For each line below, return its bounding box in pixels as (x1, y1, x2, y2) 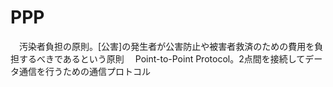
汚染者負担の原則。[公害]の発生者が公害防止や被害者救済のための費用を (18, 40, 315, 52)
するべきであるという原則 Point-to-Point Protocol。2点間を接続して (18, 52, 306, 65)
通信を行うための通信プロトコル (18, 65, 151, 77)
